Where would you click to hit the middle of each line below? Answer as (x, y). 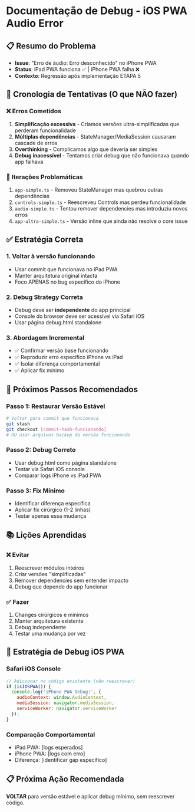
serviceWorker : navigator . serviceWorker (67, 709)
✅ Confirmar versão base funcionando (62, 351)
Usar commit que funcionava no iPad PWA (66, 269)
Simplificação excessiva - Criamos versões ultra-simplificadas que (97, 124)
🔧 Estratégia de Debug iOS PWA (65, 652)
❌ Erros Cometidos (34, 111)
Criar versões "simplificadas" (50, 574)
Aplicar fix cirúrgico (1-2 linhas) (53, 510)
